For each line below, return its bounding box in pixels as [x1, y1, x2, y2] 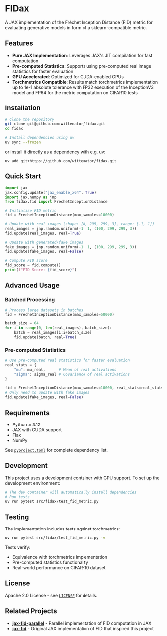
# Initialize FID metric [5, 208, 57, 213]
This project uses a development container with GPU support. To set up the [5, 475, 160, 481]
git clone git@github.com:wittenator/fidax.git [5, 121, 106, 127]
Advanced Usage [5, 281, 60, 290]
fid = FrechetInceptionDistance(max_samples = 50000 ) [5, 312, 114, 317]
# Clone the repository [5, 117, 55, 122]
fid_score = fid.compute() [5, 263, 61, 268]
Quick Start [5, 172, 41, 181]
